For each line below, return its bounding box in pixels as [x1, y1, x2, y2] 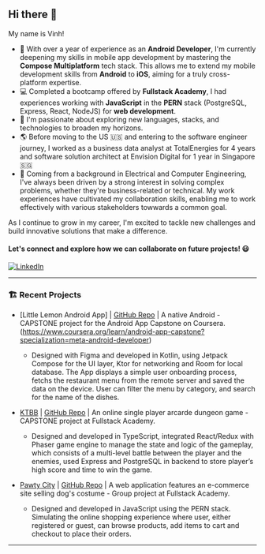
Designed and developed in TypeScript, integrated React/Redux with [31, 432, 255, 441]
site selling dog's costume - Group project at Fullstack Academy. [19, 488, 230, 498]
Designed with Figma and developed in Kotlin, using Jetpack [31, 350, 229, 360]
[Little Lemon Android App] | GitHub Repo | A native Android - [19, 310, 221, 320]
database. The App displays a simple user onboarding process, [31, 368, 237, 377]
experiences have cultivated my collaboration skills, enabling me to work [19, 194, 256, 204]
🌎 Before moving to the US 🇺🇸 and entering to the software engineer [19, 132, 248, 141]
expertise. [48, 77, 81, 87]
